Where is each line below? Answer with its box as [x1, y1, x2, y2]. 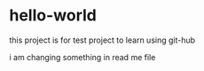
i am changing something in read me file [9, 51, 156, 62]
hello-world [9, 5, 98, 26]
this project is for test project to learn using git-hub [9, 35, 196, 45]
